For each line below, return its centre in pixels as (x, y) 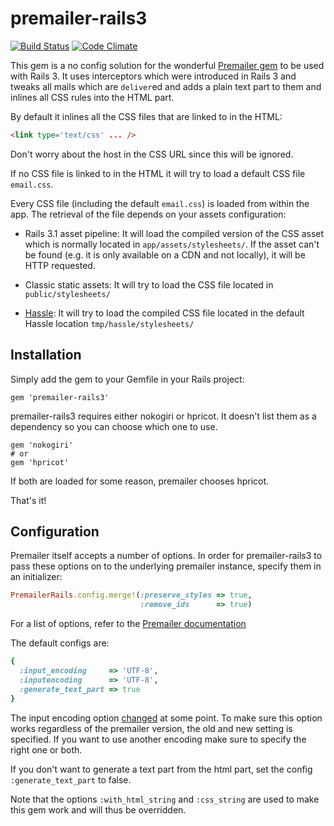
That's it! (28, 500)
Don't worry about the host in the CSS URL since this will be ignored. (152, 154)
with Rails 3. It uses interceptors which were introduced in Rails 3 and (153, 76)
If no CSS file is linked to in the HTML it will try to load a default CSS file (158, 173)
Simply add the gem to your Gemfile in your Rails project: (127, 379)
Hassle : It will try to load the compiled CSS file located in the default (164, 313)
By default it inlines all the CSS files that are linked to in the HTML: (146, 116)
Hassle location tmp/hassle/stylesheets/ (109, 323)
